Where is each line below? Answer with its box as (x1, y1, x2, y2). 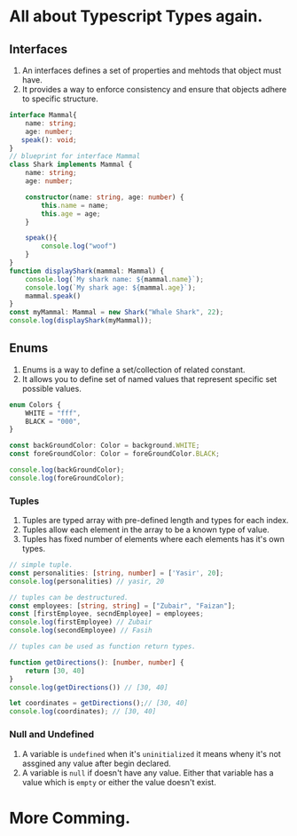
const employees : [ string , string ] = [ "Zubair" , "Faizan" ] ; (9, 601, 237, 610)
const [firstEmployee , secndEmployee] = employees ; (9, 609, 204, 618)
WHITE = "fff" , (25, 409, 82, 418)
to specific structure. (21, 93, 99, 104)
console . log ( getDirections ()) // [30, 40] (9, 682, 168, 692)
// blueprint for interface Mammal (9, 152, 141, 161)
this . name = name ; (41, 201, 109, 210)
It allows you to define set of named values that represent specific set (21, 373, 277, 384)
